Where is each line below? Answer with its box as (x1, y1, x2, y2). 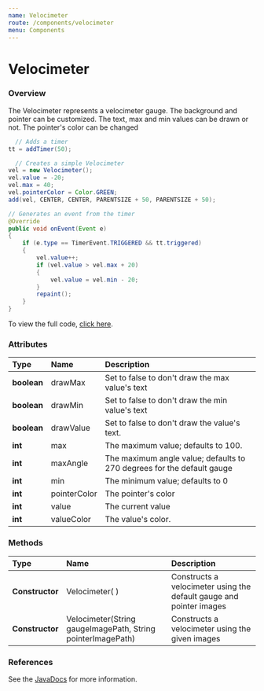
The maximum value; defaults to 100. (104, 440, 243, 451)
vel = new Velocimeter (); (8, 167, 93, 175)
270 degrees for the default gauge (104, 463, 233, 474)
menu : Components (8, 26, 65, 34)
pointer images (170, 601, 226, 612)
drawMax (50, 377, 86, 388)
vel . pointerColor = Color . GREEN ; (8, 189, 118, 197)
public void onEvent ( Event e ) (8, 225, 108, 233)
